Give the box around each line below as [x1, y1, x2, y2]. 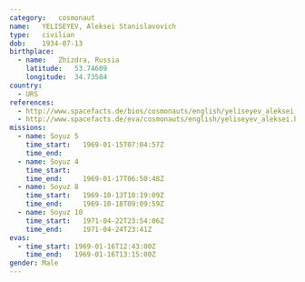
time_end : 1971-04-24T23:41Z [25, 225, 152, 234]
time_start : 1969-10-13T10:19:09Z [25, 191, 165, 200]
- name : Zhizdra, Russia [17, 55, 120, 65]
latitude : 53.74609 [25, 65, 107, 74]
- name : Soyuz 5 [17, 132, 79, 141]
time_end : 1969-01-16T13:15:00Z [25, 250, 156, 259]
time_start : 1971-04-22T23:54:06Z [25, 216, 165, 226]
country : [9, 81, 43, 90]
